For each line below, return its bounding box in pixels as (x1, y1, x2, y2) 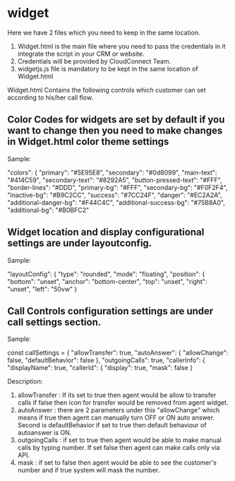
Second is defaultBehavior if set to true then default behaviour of (17, 421, 207, 429)
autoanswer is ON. (17, 429, 72, 437)
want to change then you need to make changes (7, 125, 223, 137)
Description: (7, 377, 43, 386)
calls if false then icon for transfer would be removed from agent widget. (17, 398, 229, 407)
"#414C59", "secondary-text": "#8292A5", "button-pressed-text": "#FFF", (7, 175, 222, 184)
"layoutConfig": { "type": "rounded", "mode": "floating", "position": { (7, 270, 205, 278)
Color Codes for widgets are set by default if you (7, 114, 225, 126)
